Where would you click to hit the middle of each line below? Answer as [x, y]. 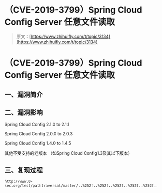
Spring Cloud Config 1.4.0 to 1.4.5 [38, 143]
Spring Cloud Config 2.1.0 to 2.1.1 [37, 125]
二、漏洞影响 [24, 112]
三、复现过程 [24, 170]
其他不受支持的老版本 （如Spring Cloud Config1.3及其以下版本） [68, 153]
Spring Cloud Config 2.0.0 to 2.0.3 [39, 134]
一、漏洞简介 [24, 94]
